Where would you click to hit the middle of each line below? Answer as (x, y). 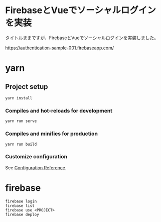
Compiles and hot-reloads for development (59, 110)
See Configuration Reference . (36, 168)
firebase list (20, 206)
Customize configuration (36, 157)
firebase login (21, 201)
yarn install (19, 98)
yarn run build (21, 144)
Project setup (27, 87)
